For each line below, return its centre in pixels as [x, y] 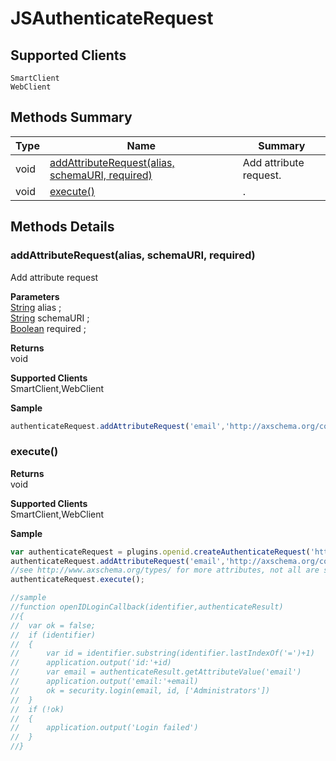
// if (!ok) [37, 709]
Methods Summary [71, 117]
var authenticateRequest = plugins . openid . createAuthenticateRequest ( [160, 552]
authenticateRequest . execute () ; [77, 580]
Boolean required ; [48, 328]
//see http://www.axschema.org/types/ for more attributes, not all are [165, 570]
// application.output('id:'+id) [91, 663]
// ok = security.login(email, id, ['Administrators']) [140, 690]
